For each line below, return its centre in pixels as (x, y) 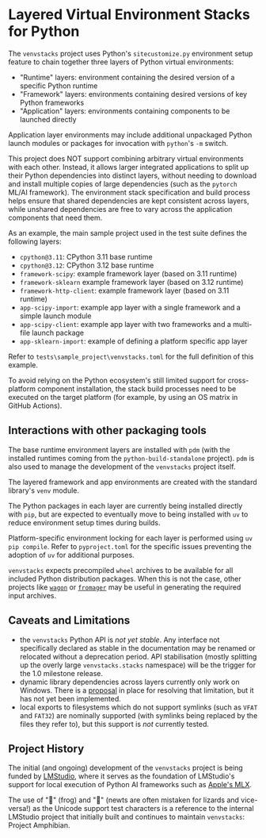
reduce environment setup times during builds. (84, 522)
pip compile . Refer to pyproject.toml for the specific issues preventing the (130, 546)
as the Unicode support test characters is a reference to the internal (144, 809)
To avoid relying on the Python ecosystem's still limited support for (117, 380)
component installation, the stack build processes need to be (137, 388)
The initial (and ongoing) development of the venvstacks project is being (125, 768)
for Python (44, 31)
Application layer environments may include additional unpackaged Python (130, 135)
